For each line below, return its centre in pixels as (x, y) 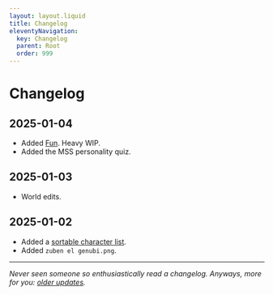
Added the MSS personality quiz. (76, 152)
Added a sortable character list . (73, 242)
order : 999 (35, 53)
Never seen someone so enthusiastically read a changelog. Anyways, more (135, 273)
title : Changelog (38, 24)
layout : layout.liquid (47, 16)
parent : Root (38, 46)
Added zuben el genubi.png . (68, 250)
